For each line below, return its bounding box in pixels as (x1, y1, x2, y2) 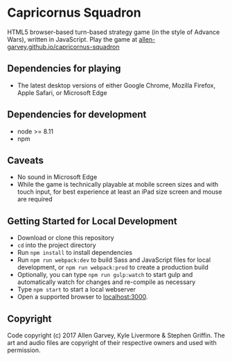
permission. (7, 346, 41, 354)
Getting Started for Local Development (7, 215, 178, 227)
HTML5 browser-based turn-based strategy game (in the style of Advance (7, 28, 220, 36)
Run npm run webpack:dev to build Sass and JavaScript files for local (17, 255, 211, 265)
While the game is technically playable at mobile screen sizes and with (17, 180, 219, 189)
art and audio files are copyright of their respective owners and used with (7, 339, 217, 346)
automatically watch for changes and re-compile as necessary (17, 278, 196, 286)
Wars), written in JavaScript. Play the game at (7, 35, 138, 43)
